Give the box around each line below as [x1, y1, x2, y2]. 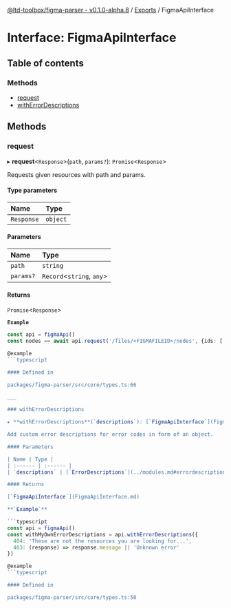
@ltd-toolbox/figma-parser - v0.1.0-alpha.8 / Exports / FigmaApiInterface [7, 6, 214, 14]
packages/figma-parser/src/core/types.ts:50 [7, 594, 137, 601]
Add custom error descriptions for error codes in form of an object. [7, 431, 214, 438]
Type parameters [7, 186, 58, 195]
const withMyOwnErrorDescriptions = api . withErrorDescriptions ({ [7, 531, 198, 538]
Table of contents [7, 57, 84, 69]
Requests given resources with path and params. [7, 170, 146, 178]
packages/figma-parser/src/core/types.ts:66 [7, 381, 137, 388]
